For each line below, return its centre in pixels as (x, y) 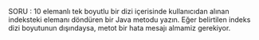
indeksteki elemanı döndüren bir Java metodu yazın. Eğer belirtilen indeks (129, 20)
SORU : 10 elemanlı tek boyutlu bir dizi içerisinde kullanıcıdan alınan (119, 11)
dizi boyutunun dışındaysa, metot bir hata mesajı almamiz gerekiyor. (120, 28)
